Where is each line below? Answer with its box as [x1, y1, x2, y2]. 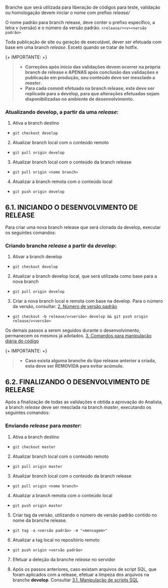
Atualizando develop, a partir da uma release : [5, 108, 119, 115]
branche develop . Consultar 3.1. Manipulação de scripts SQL [12, 577, 138, 583]
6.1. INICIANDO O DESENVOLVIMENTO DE [5, 203, 138, 211]
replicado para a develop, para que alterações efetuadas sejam [25, 91, 160, 96]
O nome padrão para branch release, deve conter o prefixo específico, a [5, 20, 155, 25]
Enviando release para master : [5, 422, 82, 429]
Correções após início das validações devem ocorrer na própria [25, 64, 161, 70]
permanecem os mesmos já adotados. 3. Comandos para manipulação [5, 333, 152, 339]
